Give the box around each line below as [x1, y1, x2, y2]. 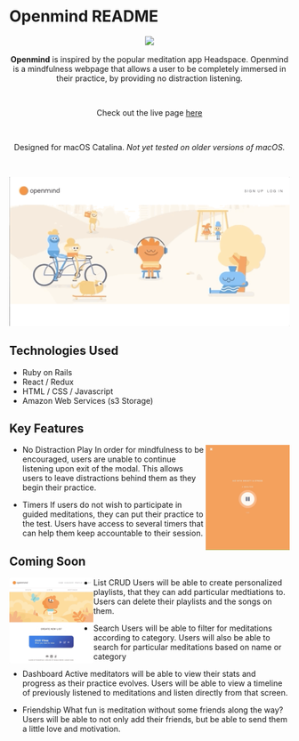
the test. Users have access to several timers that [21, 519, 204, 529]
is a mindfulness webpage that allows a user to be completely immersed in [12, 63, 287, 74]
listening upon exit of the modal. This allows [21, 463, 184, 474]
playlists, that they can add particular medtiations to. [93, 587, 287, 598]
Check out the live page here [96, 107, 203, 117]
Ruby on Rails [21, 366, 73, 377]
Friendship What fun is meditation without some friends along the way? [21, 705, 284, 715]
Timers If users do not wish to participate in [21, 500, 182, 511]
